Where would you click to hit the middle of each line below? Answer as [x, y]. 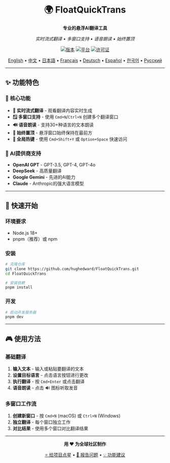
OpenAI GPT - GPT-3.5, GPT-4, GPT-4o [54, 164]
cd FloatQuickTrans [26, 274]
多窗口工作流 [21, 404]
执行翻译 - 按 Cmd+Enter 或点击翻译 [49, 382]
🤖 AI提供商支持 [23, 153]
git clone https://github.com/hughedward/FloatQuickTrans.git [72, 269]
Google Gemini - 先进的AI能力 [44, 177]
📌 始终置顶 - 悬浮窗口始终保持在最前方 [52, 133]
